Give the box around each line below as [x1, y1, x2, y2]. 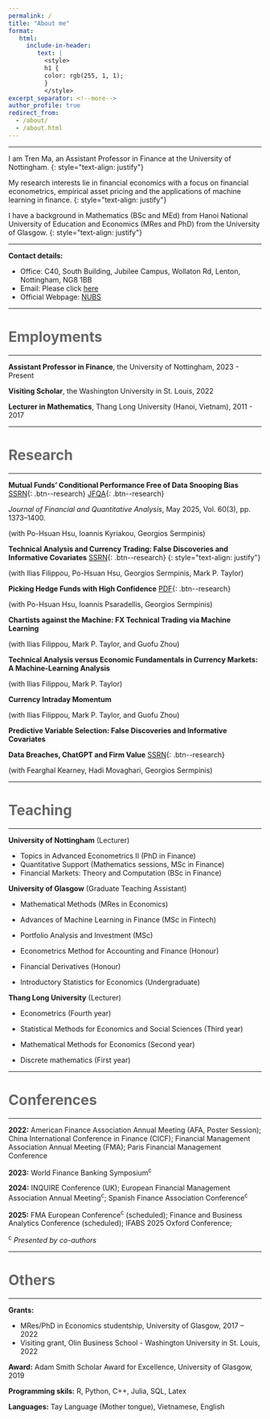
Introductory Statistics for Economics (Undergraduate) [19, 977, 201, 987]
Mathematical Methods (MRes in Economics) [19, 899, 169, 909]
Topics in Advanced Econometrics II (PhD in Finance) [19, 851, 197, 860]
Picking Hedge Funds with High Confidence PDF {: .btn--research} [8, 584, 231, 593]
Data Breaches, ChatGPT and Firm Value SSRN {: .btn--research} [8, 749, 225, 759]
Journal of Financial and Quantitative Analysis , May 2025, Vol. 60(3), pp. [8, 504, 252, 514]
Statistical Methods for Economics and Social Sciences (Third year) [19, 1024, 243, 1033]
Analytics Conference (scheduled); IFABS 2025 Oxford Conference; [8, 1219, 232, 1228]
